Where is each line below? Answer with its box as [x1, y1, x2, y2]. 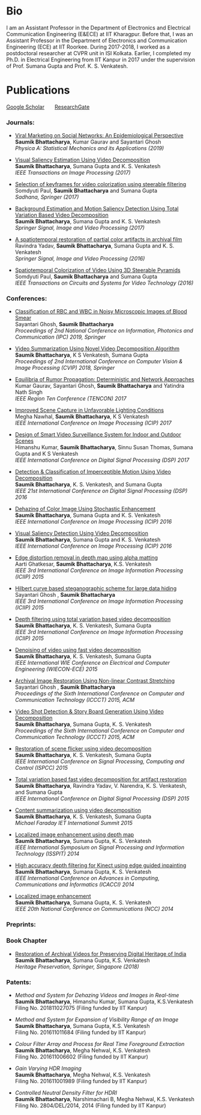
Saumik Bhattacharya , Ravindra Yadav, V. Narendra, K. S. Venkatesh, [14, 782, 187, 790]
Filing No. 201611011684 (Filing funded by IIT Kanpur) [14, 1029, 146, 1036]
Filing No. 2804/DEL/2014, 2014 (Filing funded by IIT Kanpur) [14, 1102, 166, 1109]
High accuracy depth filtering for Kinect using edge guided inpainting [14, 862, 187, 869]
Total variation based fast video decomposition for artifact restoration [14, 776, 187, 783]
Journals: [6, 118, 35, 127]
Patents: [6, 978, 32, 986]
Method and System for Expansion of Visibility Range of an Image [14, 1016, 179, 1023]
